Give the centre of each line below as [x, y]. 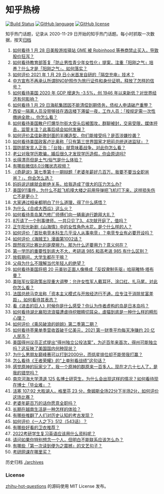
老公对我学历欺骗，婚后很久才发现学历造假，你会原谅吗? [69, 153]
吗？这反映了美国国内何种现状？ [45, 348]
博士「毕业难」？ [34, 384]
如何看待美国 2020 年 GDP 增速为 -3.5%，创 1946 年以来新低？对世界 [82, 92]
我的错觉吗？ [25, 372]
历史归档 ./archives [25, 462]
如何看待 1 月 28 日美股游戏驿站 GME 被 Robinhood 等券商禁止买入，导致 [85, 50]
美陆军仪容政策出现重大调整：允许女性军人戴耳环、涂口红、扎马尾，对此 [85, 281]
